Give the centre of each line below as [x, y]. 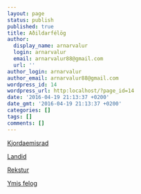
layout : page [26, 14]
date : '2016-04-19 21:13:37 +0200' [58, 98]
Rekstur [18, 170]
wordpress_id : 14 [32, 85]
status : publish [30, 20]
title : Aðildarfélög [37, 33]
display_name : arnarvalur [51, 46]
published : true [30, 26]
